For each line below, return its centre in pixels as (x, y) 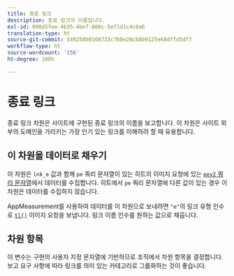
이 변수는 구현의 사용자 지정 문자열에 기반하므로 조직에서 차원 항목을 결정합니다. (115, 257)
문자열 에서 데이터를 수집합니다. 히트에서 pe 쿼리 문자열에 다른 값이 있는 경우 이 (121, 182)
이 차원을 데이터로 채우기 (57, 155)
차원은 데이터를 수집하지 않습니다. (53, 191)
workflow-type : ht (34, 46)
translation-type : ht (39, 33)
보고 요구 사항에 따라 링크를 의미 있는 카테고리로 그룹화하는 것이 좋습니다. (107, 266)
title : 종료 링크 (30, 14)
